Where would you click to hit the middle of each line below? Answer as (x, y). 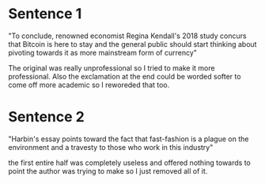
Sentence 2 (46, 117)
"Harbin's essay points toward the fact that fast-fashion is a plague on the (129, 139)
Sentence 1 (45, 14)
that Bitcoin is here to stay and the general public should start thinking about (132, 44)
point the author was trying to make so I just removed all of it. (108, 171)
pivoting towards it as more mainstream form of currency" (103, 52)
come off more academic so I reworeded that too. (89, 85)
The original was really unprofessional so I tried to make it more (112, 67)
